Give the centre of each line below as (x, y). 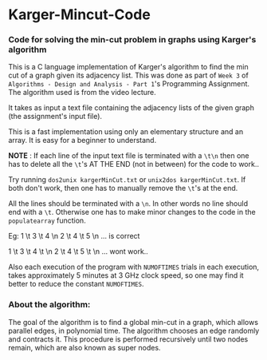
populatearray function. (47, 220)
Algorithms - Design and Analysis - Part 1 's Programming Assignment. (129, 84)
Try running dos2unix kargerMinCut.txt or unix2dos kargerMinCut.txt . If (127, 180)
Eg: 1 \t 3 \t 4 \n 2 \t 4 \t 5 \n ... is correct (74, 236)
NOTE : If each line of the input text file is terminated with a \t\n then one (129, 156)
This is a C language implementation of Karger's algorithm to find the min (128, 67)
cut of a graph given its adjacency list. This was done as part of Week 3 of (128, 75)
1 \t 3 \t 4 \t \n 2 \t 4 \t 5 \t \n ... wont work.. (79, 251)
